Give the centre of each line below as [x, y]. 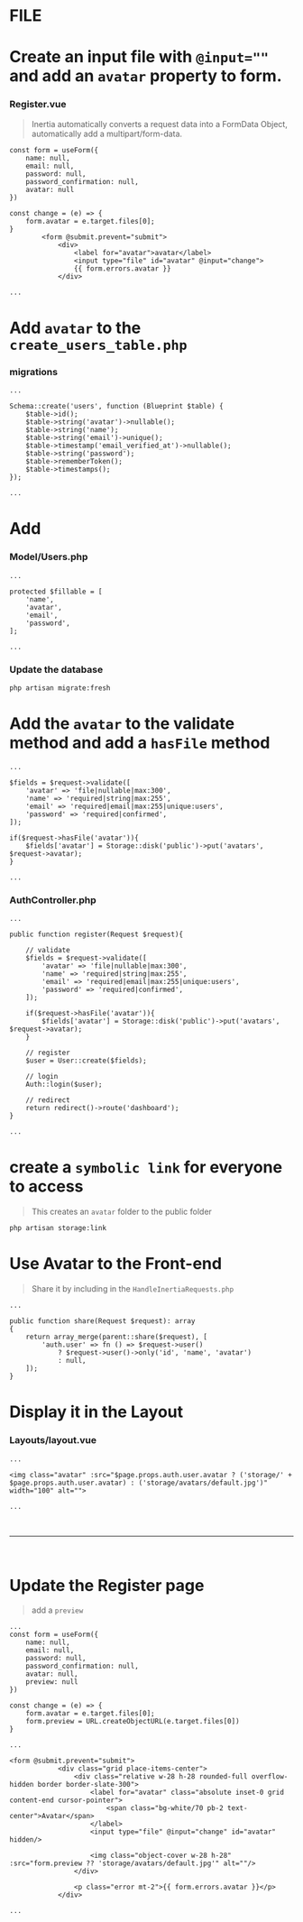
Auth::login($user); [64, 1085]
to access [46, 1186]
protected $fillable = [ [56, 592]
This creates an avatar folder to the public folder [121, 1212]
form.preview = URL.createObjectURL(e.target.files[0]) [133, 1722]
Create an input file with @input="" [139, 57]
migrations [34, 372]
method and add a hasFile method [140, 743]
